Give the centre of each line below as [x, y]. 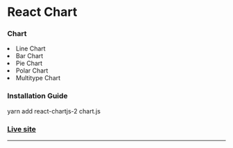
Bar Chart [30, 56]
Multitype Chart [38, 78]
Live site [21, 129]
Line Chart [31, 48]
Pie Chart [29, 64]
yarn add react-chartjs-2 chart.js [54, 111]
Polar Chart [32, 71]
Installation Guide [37, 96]
